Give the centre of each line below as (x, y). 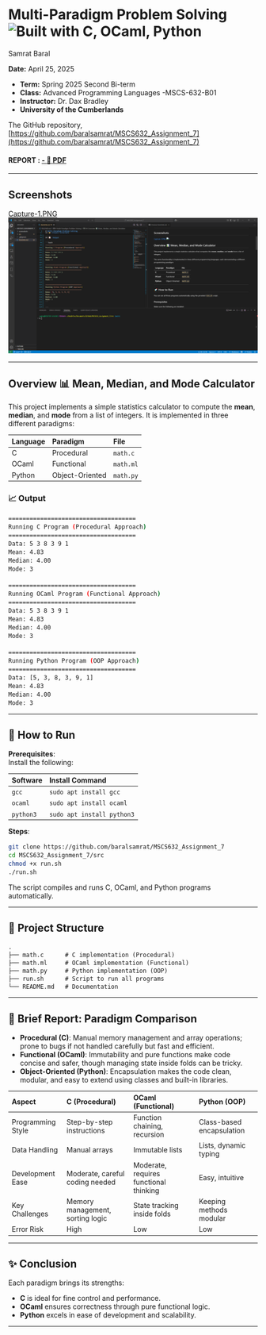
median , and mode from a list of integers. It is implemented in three (118, 415)
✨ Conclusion (43, 1264)
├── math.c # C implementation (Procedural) (92, 955)
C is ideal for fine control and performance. (90, 1298)
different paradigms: (42, 424)
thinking (146, 1190)
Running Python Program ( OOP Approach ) (74, 661)
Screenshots (40, 195)
